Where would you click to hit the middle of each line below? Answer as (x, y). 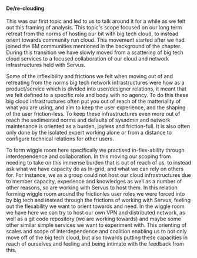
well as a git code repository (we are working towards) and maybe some (94, 219)
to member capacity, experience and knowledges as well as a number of (94, 182)
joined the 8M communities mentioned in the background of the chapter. (94, 46)
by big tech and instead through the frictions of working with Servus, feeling (98, 200)
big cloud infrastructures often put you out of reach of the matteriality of (94, 101)
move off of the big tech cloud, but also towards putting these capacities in (97, 237)
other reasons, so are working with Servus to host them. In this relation (92, 187)
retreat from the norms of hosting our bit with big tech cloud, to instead (92, 34)
